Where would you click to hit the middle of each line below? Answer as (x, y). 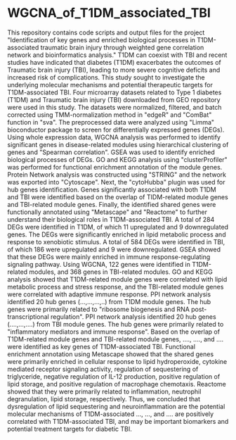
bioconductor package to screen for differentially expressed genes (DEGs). (116, 130)
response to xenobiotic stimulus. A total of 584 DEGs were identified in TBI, (116, 241)
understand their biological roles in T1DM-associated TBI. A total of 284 (111, 219)
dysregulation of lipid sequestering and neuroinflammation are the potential (116, 406)
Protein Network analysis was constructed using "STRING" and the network (117, 175)
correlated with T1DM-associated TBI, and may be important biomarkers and (118, 421)
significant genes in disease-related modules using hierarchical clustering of (118, 144)
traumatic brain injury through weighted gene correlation (122, 47)
